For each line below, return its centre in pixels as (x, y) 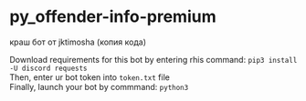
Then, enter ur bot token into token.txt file (90, 77)
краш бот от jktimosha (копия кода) (78, 42)
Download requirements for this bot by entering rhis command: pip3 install (153, 59)
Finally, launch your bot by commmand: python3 (99, 86)
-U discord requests (49, 68)
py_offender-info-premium (113, 17)
